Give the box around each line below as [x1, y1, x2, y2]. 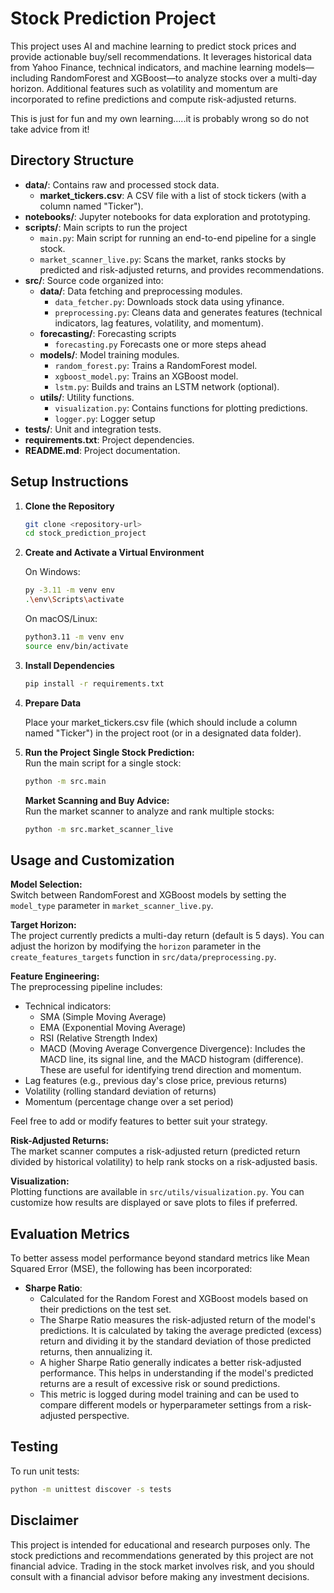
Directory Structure [10, 152, 135, 169]
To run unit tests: [10, 1465, 80, 1477]
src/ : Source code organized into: [24, 274, 164, 286]
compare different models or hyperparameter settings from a [39, 1399, 292, 1411]
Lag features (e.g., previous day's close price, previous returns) [24, 1075, 288, 1087]
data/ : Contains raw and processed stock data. [24, 178, 220, 191]
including [10, 72, 49, 84]
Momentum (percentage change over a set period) [24, 1096, 234, 1108]
